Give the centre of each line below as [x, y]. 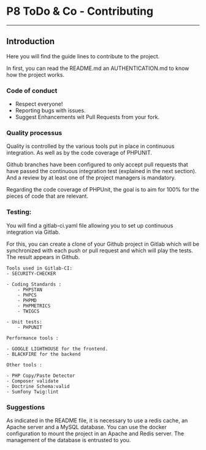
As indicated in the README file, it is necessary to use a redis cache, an [97, 420]
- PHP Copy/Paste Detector [41, 376]
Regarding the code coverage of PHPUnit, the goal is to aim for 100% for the [103, 190]
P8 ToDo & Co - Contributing [80, 11]
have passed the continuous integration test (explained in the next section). [101, 171]
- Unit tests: [25, 322]
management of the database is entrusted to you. [69, 440]
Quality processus [34, 133]
